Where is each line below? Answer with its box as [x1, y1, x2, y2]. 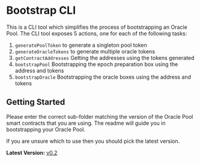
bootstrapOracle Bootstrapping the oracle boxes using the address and [14, 73, 191, 80]
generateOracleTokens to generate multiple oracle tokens [14, 47, 155, 55]
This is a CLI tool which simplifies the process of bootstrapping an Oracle [6, 23, 187, 31]
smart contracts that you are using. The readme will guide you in [6, 119, 166, 127]
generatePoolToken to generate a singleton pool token [14, 41, 147, 49]
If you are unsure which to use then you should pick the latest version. [6, 137, 180, 145]
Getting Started [6, 97, 65, 107]
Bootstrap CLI [6, 4, 76, 17]
